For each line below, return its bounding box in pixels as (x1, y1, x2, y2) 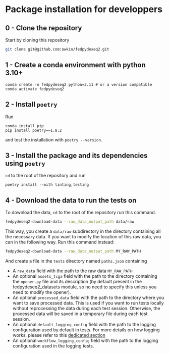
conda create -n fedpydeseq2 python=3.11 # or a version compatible (5, 82, 152, 87)
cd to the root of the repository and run (5, 173, 86, 179)
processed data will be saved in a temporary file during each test (12, 311, 148, 317)
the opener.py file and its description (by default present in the (12, 278, 142, 284)
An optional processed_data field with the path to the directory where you (12, 294, 164, 300)
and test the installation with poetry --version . (5, 136, 102, 142)
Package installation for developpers (5, 4, 163, 15)
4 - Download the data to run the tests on (5, 196, 137, 205)
